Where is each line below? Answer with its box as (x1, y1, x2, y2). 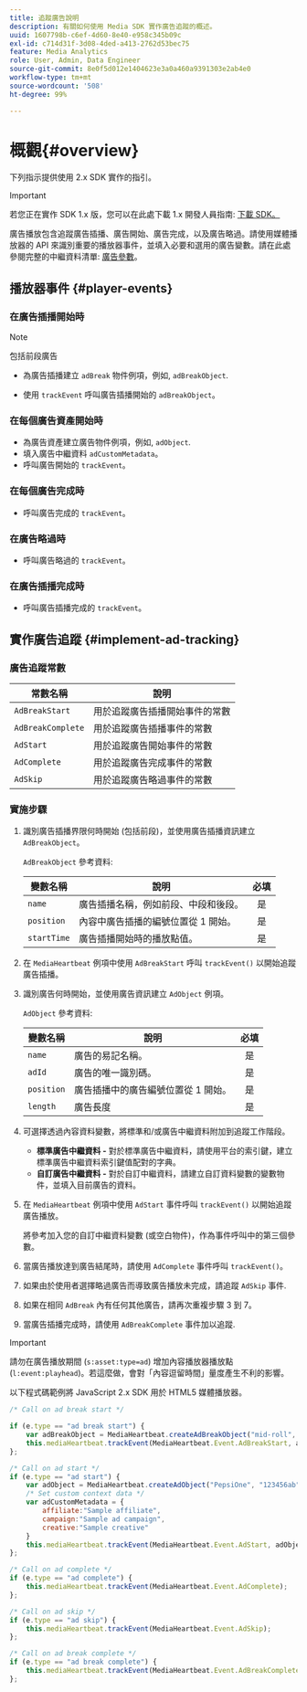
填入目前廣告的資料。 (60, 1179, 142, 1190)
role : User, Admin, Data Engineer (9, 56, 142, 65)
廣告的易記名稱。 (74, 1050, 148, 1063)
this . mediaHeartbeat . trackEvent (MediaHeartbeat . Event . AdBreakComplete (26, 1666, 301, 1676)
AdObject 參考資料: (22, 1008, 93, 1019)
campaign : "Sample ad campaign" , (42, 1514, 166, 1524)
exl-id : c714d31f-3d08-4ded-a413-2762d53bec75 (9, 38, 190, 48)
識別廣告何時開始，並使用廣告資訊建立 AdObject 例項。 (22, 989, 228, 999)
